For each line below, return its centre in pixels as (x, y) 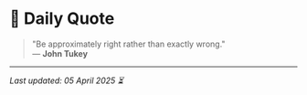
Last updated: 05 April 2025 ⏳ (67, 80)
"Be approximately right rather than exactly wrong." (128, 44)
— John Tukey (60, 53)
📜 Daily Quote (62, 19)
